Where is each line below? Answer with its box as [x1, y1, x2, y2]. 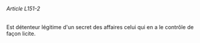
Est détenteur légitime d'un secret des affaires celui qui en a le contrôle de [6, 24, 194, 31]
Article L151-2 [6, 5, 41, 12]
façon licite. [6, 30, 36, 38]
